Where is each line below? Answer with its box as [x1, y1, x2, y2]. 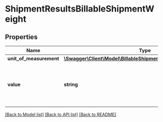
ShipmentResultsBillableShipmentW [5, 3, 154, 14]
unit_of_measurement [7, 55, 59, 62]
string [64, 81, 78, 88]
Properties [5, 33, 38, 41]
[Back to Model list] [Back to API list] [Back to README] [5, 112, 116, 117]
